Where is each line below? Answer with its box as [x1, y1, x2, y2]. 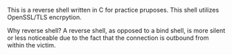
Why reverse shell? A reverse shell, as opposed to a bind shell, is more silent [7, 27, 226, 34]
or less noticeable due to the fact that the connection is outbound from [7, 34, 209, 42]
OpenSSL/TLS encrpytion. [7, 13, 82, 21]
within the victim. [7, 41, 56, 49]
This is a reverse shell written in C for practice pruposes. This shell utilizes [7, 6, 220, 14]
